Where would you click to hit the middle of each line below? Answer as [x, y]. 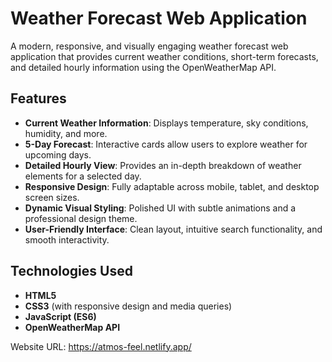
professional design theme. [81, 218]
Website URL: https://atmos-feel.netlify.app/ [101, 346]
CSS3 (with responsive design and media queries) [128, 306]
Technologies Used [71, 271]
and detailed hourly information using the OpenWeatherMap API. [143, 67]
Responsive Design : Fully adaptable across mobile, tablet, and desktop [172, 186]
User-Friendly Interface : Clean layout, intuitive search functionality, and [173, 229]
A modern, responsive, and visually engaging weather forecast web [149, 46]
